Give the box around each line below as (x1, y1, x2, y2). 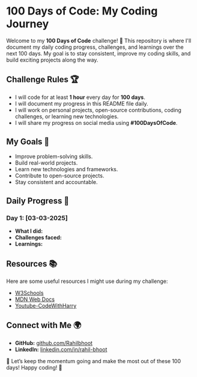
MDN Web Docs (14, 296, 55, 303)
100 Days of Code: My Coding (6, 4, 158, 18)
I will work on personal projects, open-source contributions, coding (14, 106, 182, 113)
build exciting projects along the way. (6, 56, 98, 63)
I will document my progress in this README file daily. (14, 100, 148, 107)
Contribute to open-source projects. (14, 172, 105, 179)
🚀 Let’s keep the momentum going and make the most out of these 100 (6, 357, 181, 364)
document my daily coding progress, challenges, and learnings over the (6, 43, 184, 51)
